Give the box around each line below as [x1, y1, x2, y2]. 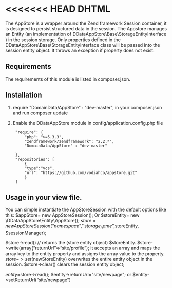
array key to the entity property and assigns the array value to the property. [5, 251, 165, 257]
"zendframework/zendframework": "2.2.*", [24, 139, 114, 144]
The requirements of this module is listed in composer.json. [5, 75, 131, 82]
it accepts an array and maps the [90, 245, 160, 252]
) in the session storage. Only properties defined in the [5, 36, 121, 43]
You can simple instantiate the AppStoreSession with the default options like [5, 206, 167, 213]
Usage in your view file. [5, 193, 82, 202]
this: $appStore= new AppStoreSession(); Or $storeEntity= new [5, 212, 140, 218]
